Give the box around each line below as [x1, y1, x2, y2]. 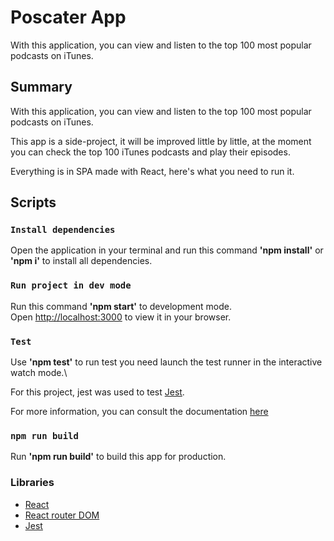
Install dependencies [10, 224, 116, 236]
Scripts [10, 194, 57, 211]
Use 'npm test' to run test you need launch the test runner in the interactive [10, 356, 323, 368]
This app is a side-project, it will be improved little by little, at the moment [10, 135, 312, 147]
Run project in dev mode [10, 280, 132, 291]
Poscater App [10, 6, 127, 29]
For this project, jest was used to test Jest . [10, 386, 185, 398]
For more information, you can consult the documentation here [10, 406, 269, 418]
